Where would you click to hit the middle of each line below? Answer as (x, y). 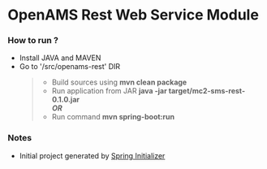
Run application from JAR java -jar (109, 91)
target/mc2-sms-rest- (207, 91)
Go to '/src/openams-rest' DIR (70, 67)
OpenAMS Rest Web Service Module (133, 15)
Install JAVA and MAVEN (60, 58)
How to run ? (33, 41)
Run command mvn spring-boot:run (113, 117)
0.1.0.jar (66, 100)
